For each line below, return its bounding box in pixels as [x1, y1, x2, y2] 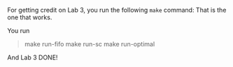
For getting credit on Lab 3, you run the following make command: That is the [7, 6, 227, 14]
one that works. [7, 13, 52, 21]
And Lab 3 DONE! [7, 53, 58, 61]
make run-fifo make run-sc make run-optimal [24, 40, 155, 48]
